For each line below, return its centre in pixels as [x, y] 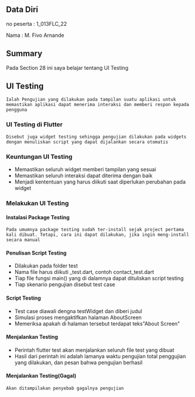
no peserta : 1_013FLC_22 [36, 23]
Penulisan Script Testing [36, 253]
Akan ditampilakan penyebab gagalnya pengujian [65, 388]
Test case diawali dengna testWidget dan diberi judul [78, 311]
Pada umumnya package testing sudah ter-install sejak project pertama [95, 230]
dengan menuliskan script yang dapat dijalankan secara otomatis [87, 142]
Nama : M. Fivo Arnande [35, 35]
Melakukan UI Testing [37, 203]
